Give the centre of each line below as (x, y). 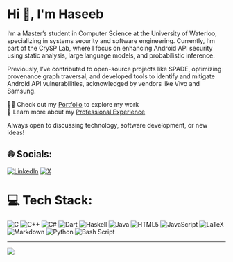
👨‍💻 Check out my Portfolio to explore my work (73, 104)
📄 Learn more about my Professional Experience (76, 112)
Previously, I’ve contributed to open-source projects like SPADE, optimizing (114, 69)
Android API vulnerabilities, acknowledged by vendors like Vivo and (103, 83)
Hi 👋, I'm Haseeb (55, 14)
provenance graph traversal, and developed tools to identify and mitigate (111, 76)
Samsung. (21, 91)
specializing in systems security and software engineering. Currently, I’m (111, 40)
